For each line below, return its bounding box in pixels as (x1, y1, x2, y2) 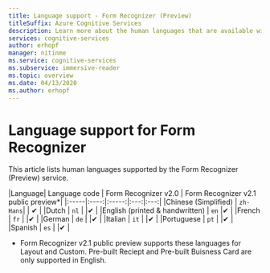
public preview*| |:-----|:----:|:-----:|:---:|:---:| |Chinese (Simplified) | (8, 198, 238, 207)
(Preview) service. (8, 173, 69, 183)
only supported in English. (19, 255, 107, 265)
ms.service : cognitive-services (8, 57, 117, 65)
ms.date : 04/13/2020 (8, 79, 78, 87)
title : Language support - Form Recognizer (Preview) (8, 11, 193, 20)
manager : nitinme (8, 49, 67, 57)
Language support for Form (8, 121, 196, 139)
